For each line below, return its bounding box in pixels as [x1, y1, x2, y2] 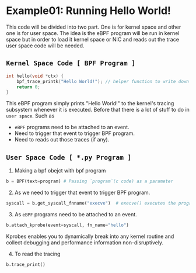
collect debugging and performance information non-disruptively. [6, 239, 164, 246]
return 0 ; [16, 84, 41, 90]
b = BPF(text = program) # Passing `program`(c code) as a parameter [6, 178, 174, 185]
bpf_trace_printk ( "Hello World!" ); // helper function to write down [16, 78, 190, 84]
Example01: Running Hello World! [6, 4, 171, 18]
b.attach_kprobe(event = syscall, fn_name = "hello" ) [6, 222, 129, 228]
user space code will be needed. [6, 42, 85, 49]
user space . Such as [6, 112, 55, 119]
